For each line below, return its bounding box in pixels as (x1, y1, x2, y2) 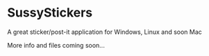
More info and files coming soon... (7, 41, 106, 49)
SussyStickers (7, 5, 93, 21)
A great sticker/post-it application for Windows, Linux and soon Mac (7, 28, 203, 36)
